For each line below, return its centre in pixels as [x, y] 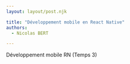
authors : [17, 28]
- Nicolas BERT [30, 33]
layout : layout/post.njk [36, 11]
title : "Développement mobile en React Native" [66, 22]
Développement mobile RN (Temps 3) [51, 55]
